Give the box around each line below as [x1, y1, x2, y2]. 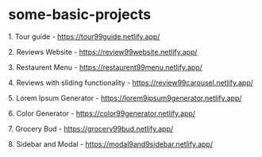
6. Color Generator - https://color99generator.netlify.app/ [8, 109, 196, 118]
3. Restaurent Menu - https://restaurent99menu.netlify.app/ [8, 62, 202, 72]
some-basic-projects [8, 6, 152, 24]
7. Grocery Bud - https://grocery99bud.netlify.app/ [8, 124, 174, 133]
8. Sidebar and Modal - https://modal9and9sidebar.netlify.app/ [8, 139, 213, 148]
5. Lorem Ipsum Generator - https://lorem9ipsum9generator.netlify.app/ [8, 93, 242, 102]
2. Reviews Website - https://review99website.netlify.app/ [8, 47, 198, 56]
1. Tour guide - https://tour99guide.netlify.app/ [8, 32, 160, 41]
